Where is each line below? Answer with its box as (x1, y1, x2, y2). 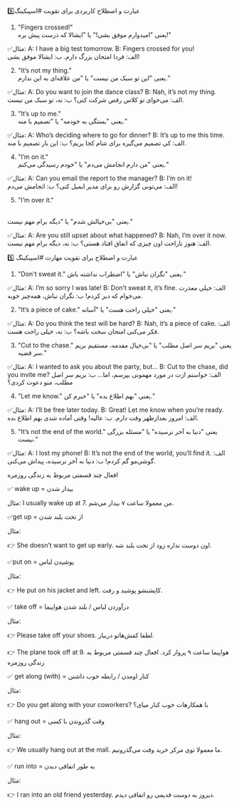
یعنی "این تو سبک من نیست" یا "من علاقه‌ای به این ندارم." (17, 74, 171, 82)
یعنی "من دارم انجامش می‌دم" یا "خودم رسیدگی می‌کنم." (17, 160, 169, 168)
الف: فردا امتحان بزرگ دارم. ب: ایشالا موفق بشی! (7, 53, 140, 61)
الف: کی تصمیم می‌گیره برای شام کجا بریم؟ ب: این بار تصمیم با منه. (7, 139, 187, 147)
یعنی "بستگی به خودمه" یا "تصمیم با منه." (17, 117, 127, 125)
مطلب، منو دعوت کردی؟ (7, 378, 73, 386)
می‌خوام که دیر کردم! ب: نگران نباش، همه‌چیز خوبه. (7, 291, 144, 300)
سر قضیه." (17, 348, 47, 357)
